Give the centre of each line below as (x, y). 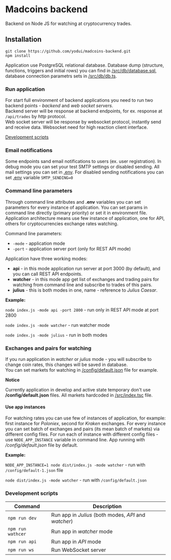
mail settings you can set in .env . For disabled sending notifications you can (85, 172)
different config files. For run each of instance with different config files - (82, 434)
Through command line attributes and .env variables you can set (73, 202)
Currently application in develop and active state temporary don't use (78, 389)
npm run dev (22, 518)
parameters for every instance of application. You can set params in (76, 207)
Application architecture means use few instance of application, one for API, (85, 218)
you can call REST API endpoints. (48, 274)
